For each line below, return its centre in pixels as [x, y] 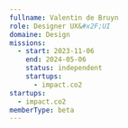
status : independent [64, 69]
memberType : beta [42, 110]
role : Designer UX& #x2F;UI [60, 26]
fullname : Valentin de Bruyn [64, 18]
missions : [28, 43]
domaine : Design [40, 34]
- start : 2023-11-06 [56, 51]
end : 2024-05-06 [56, 59]
